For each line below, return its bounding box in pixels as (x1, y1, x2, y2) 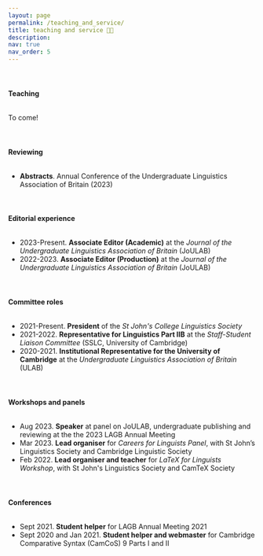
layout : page (8, 11, 51, 20)
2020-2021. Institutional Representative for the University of (19, 347, 221, 356)
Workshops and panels (8, 397, 86, 407)
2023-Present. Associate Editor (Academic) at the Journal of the (19, 237, 232, 248)
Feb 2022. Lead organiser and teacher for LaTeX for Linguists (19, 455, 221, 464)
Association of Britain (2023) (19, 179, 113, 189)
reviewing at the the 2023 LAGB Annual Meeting (19, 429, 176, 439)
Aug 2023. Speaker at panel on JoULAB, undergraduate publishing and (19, 422, 251, 431)
